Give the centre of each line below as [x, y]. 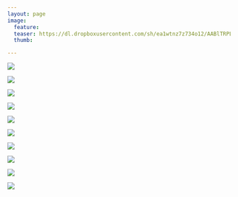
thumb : [23, 40]
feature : [27, 27]
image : [17, 21]
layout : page [27, 14]
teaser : [25, 34]
